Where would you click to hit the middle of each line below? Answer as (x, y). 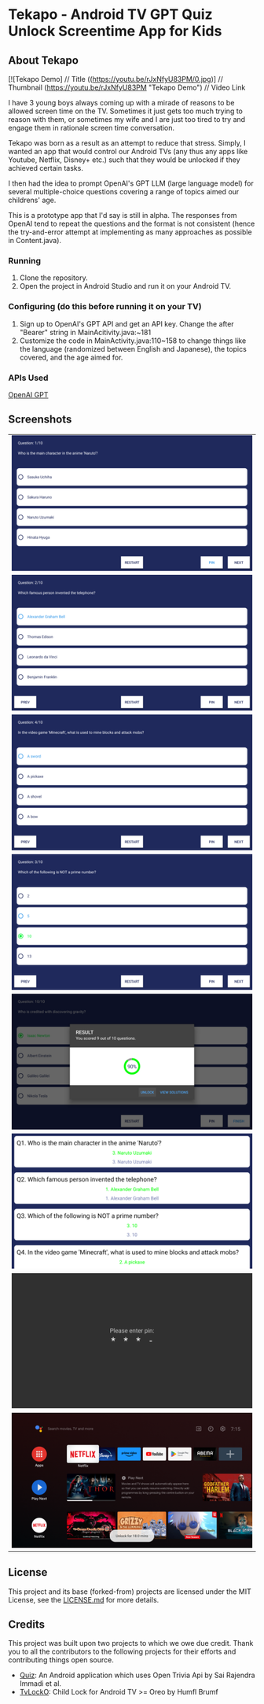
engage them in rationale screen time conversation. (92, 128)
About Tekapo (43, 60)
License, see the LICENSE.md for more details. (84, 1599)
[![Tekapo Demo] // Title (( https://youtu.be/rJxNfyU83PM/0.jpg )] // (116, 79)
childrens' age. (32, 200)
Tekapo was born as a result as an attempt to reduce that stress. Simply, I (127, 143)
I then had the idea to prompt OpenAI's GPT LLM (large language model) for (131, 183)
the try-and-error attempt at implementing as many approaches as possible (130, 232)
